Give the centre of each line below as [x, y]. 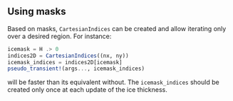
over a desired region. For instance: [59, 36]
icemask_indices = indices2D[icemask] [65, 62]
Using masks [37, 12]
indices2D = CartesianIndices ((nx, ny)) [68, 56]
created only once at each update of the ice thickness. [87, 90]
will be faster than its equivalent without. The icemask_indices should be [113, 82]
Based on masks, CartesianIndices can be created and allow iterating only [117, 28]
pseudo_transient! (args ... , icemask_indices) [76, 69]
